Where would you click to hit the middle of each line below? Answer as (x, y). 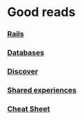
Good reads (41, 12)
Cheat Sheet (28, 109)
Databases (26, 53)
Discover (23, 71)
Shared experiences (42, 90)
